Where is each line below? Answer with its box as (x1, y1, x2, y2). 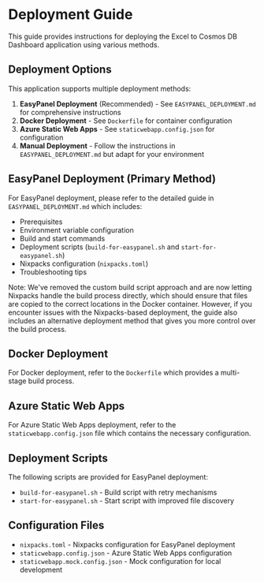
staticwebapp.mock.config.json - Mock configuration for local (19, 556, 221, 565)
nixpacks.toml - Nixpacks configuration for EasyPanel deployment (19, 539, 236, 549)
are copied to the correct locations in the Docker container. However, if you (8, 299, 252, 308)
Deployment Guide (8, 6, 133, 24)
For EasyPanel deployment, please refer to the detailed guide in (8, 193, 214, 203)
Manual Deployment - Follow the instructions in (19, 140, 176, 151)
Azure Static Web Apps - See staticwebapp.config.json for (19, 124, 215, 133)
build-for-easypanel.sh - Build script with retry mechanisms (19, 487, 218, 497)
